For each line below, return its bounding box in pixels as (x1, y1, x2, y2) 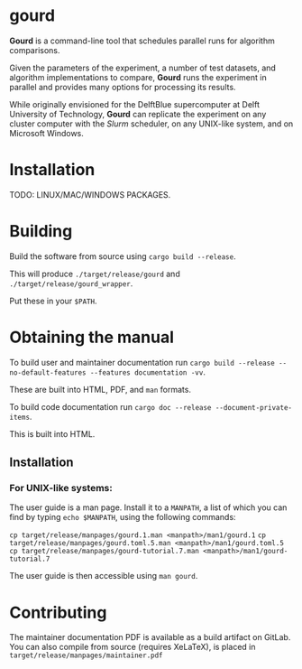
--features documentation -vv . (89, 367, 206, 377)
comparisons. (9, 44, 60, 55)
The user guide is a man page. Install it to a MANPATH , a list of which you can (9, 502, 288, 513)
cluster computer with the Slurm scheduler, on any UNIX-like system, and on (9, 118, 294, 129)
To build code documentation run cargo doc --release (9, 401, 212, 412)
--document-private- (215, 403, 293, 412)
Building (9, 221, 73, 242)
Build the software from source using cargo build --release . (9, 250, 236, 262)
